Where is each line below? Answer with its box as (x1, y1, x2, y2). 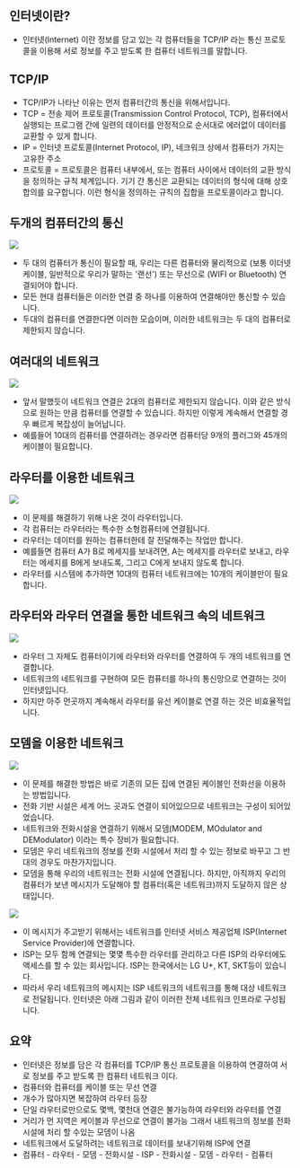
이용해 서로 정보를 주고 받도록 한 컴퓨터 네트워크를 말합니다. (39, 45, 248, 56)
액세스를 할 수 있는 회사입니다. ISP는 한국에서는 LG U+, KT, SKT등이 (22, 960, 263, 970)
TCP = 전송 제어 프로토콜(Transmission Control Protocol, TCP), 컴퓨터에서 (22, 108, 289, 119)
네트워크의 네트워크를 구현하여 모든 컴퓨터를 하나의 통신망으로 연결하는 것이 (22, 672, 287, 684)
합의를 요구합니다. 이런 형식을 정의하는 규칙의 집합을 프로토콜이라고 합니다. (22, 187, 285, 198)
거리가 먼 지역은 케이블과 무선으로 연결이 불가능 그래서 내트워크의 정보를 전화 (22, 1115, 292, 1126)
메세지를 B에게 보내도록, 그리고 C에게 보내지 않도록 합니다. (39, 558, 244, 568)
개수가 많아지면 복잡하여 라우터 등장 (22, 1093, 148, 1103)
